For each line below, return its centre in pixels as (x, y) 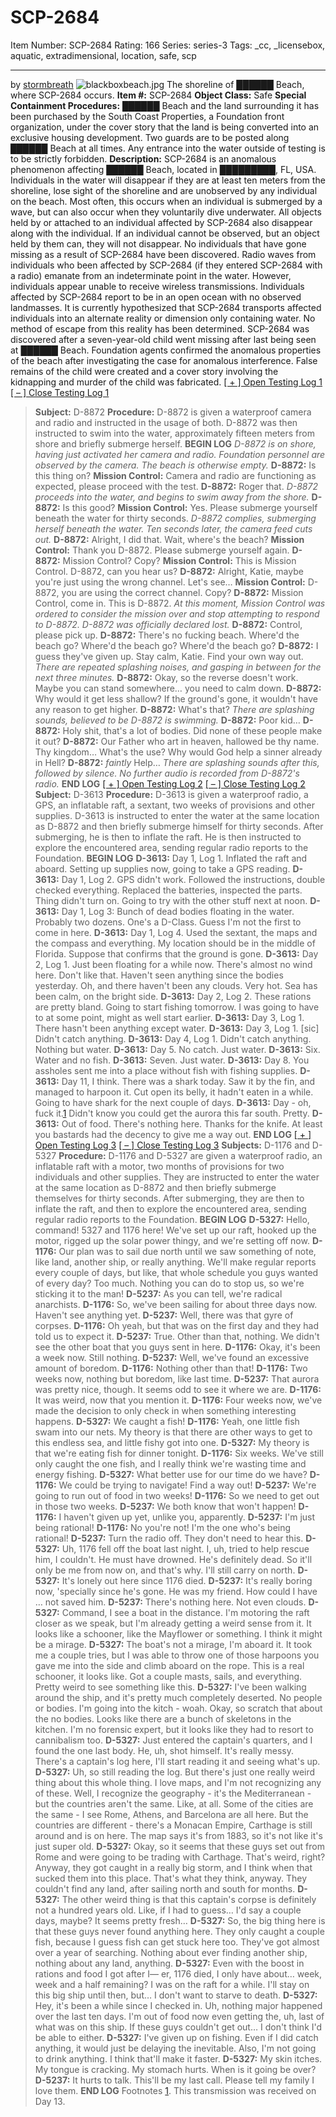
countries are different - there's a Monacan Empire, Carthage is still (173, 1825)
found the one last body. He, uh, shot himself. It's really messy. (164, 1750)
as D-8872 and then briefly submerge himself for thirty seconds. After (179, 826)
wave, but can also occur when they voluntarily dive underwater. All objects (166, 212)
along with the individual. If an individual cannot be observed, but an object (165, 233)
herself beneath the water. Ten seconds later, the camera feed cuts (173, 528)
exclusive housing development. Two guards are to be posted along (150, 137)
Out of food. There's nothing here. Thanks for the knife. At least (192, 1123)
